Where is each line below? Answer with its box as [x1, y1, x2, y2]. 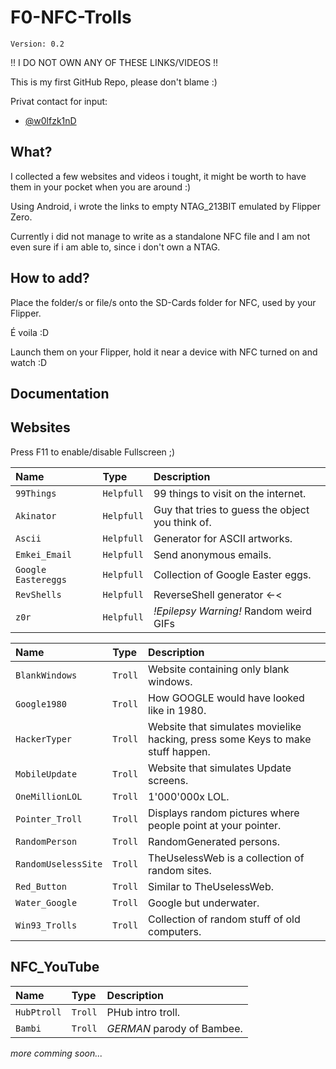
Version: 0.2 [10, 39, 65, 49]
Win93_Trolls [15, 919, 78, 931]
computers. [148, 924, 202, 938]
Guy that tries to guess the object [153, 502, 310, 516]
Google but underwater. [148, 896, 260, 910]
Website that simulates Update [148, 761, 292, 775]
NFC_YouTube [10, 959, 100, 976]
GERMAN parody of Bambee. [106, 1021, 243, 1035]
